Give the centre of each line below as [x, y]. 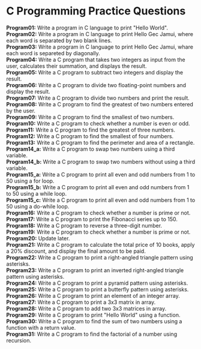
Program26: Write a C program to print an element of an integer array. [93, 296]
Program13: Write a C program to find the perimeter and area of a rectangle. [100, 142]
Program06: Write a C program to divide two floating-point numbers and [96, 85]
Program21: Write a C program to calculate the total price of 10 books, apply [100, 244]
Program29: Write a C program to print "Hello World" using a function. [93, 315]
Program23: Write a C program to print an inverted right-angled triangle [95, 270]
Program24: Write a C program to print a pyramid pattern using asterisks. [97, 283]
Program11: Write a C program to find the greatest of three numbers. [91, 130]
